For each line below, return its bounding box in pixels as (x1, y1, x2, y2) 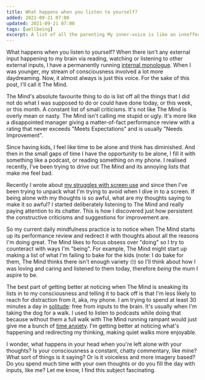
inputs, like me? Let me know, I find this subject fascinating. (6, 367, 156, 374)
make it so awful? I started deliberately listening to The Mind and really (6, 201, 184, 208)
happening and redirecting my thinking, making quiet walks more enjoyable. (6, 329, 197, 336)
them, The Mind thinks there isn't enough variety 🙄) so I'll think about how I (6, 258, 196, 266)
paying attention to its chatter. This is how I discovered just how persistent (6, 207, 193, 214)
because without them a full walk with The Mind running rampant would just (6, 316, 197, 323)
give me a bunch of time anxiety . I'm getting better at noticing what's (6, 322, 179, 330)
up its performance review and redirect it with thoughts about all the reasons (6, 232, 199, 239)
